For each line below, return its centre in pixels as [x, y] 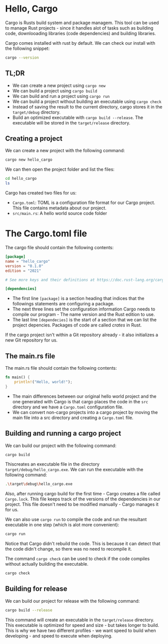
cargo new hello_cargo [29, 160]
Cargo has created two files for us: [41, 193]
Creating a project [34, 139]
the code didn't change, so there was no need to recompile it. [68, 549]
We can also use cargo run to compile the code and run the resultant [76, 519]
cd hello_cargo [21, 179]
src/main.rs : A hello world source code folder [60, 213]
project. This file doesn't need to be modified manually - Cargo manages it [82, 504]
